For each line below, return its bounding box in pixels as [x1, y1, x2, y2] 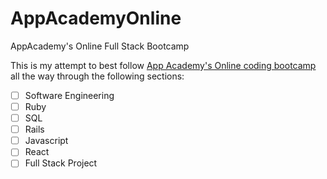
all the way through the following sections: [10, 70, 185, 82]
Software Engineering [24, 89, 115, 101]
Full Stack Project [24, 157, 98, 169]
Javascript [24, 135, 69, 147]
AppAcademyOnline [10, 7, 182, 30]
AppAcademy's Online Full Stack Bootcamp [10, 40, 190, 52]
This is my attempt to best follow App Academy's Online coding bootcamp [10, 59, 317, 71]
